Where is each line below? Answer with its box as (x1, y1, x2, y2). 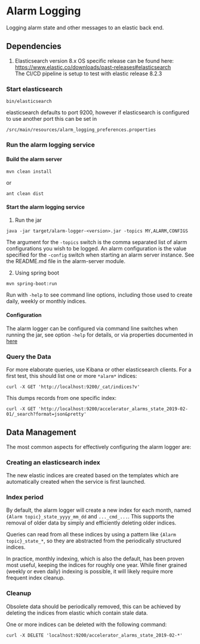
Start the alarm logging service (6, 203, 85, 210)
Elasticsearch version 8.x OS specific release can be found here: (14, 57, 174, 64)
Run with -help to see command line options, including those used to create (6, 291, 193, 298)
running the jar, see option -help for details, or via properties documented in (6, 331, 193, 338)
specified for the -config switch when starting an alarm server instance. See (6, 251, 195, 258)
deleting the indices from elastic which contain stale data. (6, 609, 148, 616)
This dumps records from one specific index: (6, 394, 116, 401)
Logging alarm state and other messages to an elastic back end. (6, 24, 164, 31)
